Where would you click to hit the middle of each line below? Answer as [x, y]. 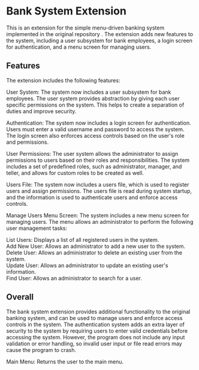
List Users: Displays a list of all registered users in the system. [83, 239]
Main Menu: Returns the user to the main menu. [65, 362]
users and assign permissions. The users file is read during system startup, [99, 191]
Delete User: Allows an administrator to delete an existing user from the [94, 252]
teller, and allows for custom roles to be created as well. [75, 173]
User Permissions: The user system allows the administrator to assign [92, 153]
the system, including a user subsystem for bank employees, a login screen [99, 40]
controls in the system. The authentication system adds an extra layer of [95, 324]
